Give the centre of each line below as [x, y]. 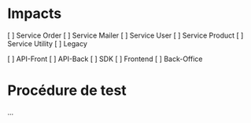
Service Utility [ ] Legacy [48, 43]
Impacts [35, 14]
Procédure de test [67, 90]
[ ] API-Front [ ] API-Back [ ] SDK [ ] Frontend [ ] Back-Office [105, 59]
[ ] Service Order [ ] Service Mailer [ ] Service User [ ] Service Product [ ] [125, 35]
